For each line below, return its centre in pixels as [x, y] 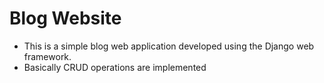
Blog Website [65, 18]
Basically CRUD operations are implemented [115, 67]
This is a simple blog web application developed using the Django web [169, 46]
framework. [47, 56]
